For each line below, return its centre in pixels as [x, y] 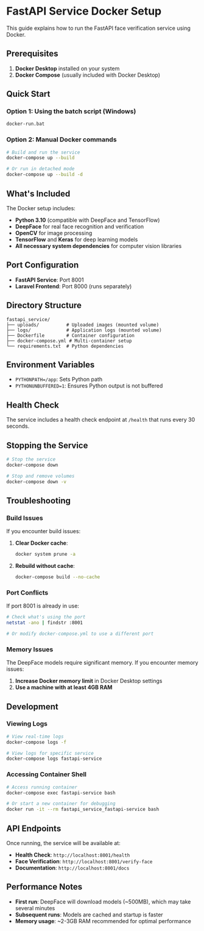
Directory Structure [44, 306]
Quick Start [28, 94]
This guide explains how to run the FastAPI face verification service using [98, 28]
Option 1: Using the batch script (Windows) [71, 112]
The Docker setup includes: [41, 208]
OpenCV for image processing [54, 233]
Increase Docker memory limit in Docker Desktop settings [89, 681]
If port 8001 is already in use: [43, 606]
